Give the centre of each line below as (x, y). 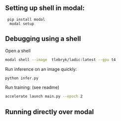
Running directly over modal (50, 112)
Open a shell (18, 51)
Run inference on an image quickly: (41, 69)
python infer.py (22, 78)
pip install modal (26, 19)
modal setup (22, 24)
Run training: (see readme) (32, 88)
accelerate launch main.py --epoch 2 (44, 96)
